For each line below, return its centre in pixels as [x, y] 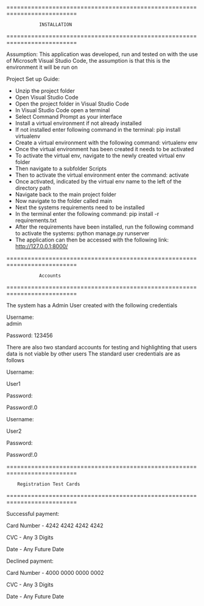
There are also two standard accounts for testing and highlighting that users [102, 347]
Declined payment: [30, 561]
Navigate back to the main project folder [66, 194]
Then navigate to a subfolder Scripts [61, 169]
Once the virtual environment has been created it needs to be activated [104, 149]
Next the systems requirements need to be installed [80, 207]
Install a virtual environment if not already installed [78, 123]
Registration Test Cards [49, 484]
